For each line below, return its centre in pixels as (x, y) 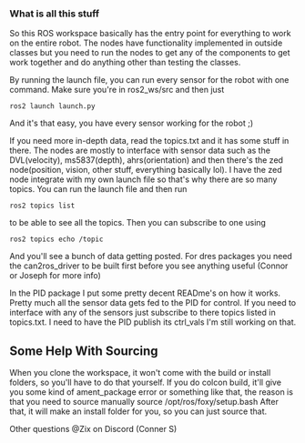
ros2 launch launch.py (52, 106)
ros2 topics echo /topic (56, 239)
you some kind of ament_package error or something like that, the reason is (152, 392)
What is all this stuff (55, 14)
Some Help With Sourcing (84, 351)
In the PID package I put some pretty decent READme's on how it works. (145, 293)
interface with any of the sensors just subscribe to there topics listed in (142, 313)
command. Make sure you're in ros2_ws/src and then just (117, 90)
